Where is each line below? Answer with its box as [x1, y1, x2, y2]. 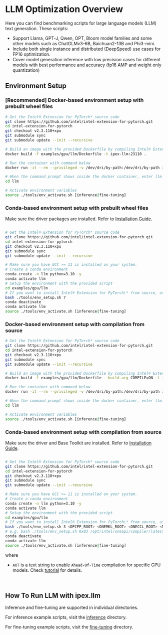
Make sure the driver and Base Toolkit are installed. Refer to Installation [5, 440, 152, 446]
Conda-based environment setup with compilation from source [5, 428, 162, 435]
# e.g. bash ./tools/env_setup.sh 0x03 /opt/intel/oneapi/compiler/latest [5, 529, 164, 534]
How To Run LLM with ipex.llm [5, 591, 101, 600]
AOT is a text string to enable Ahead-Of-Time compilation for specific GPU [12, 562, 161, 568]
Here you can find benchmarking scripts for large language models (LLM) [5, 20, 156, 26]
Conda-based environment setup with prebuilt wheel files [5, 204, 148, 211]
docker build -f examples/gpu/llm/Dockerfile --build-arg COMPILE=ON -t [5, 375, 160, 381]
